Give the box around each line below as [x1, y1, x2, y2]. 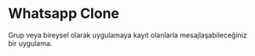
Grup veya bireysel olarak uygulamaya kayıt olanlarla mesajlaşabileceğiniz [8, 30, 247, 40]
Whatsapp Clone [8, 5, 120, 23]
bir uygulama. [8, 38, 53, 47]
